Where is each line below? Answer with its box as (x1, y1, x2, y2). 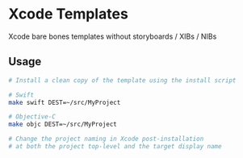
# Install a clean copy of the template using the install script (8, 76, 237, 85)
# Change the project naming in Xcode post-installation (8, 135, 204, 143)
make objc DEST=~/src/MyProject (8, 120, 117, 129)
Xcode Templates (8, 5, 129, 23)
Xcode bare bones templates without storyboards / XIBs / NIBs (8, 31, 217, 41)
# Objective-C (8, 113, 57, 121)
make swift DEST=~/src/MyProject (8, 98, 121, 106)
